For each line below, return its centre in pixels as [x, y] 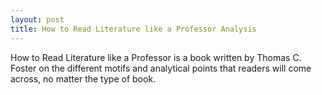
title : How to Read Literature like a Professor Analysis [133, 29]
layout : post [37, 19]
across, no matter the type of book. [83, 78]
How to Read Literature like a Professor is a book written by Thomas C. [156, 57]
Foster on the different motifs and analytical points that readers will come [161, 68]
